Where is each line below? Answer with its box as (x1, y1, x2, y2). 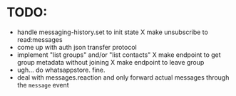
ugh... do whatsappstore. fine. (16, 65, 106, 74)
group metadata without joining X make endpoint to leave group (16, 58, 205, 66)
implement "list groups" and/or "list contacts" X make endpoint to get (16, 50, 222, 59)
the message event (16, 80, 69, 89)
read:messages (16, 35, 63, 43)
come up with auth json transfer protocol (16, 43, 137, 51)
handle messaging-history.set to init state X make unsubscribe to (16, 28, 208, 36)
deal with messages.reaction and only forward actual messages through (16, 73, 230, 82)
